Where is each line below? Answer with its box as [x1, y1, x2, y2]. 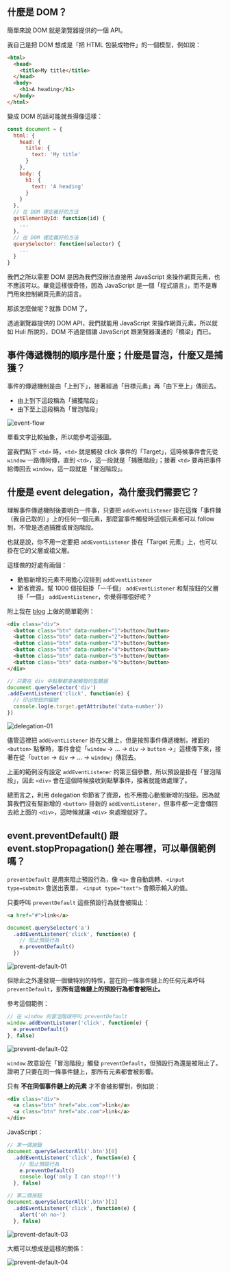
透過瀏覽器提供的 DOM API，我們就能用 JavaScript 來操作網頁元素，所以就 [7, 319, 218, 327]
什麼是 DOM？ [7, 6, 67, 18]
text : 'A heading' [31, 183, 84, 190]
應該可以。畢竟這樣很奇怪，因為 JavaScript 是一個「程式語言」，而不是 [12, 282, 212, 290]
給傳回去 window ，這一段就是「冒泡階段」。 [7, 465, 127, 473]
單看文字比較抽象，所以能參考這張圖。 [7, 432, 115, 441]
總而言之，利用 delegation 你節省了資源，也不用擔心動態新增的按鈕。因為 [7, 791, 214, 799]
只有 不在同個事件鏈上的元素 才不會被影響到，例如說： [7, 1082, 161, 1090]
